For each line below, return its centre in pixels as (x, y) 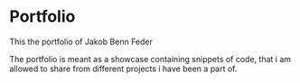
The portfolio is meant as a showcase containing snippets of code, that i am (150, 59)
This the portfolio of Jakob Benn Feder (81, 41)
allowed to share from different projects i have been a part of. (123, 69)
